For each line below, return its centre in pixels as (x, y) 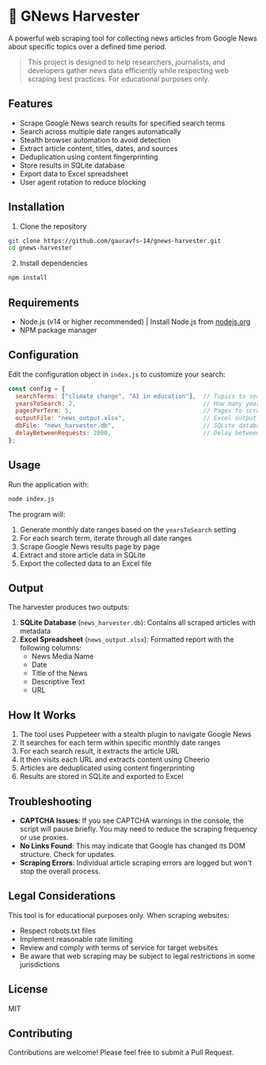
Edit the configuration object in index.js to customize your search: (117, 374)
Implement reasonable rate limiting (76, 939)
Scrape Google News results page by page (90, 546)
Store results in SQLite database (72, 165)
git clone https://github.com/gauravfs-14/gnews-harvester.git (115, 241)
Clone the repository (53, 226)
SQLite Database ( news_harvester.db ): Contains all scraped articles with (137, 623)
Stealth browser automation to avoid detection (95, 140)
